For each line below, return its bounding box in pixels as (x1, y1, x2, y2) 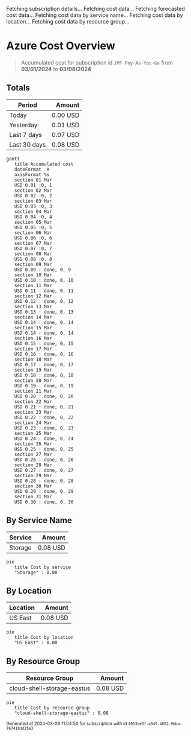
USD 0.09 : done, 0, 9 (14, 267, 71, 273)
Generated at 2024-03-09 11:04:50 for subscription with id (6, 721, 127, 727)
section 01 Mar (14, 177, 52, 183)
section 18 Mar (14, 356, 52, 363)
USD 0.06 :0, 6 (14, 235, 52, 241)
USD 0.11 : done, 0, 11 (14, 288, 74, 294)
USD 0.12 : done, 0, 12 (14, 298, 74, 304)
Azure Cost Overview (6, 39, 115, 53)
